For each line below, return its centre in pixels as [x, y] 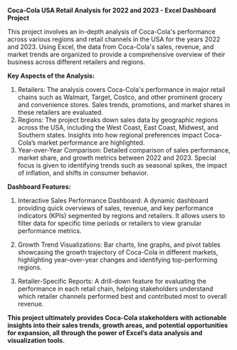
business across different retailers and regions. [77, 62]
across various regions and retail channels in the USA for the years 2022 [114, 39]
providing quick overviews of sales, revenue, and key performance [115, 208]
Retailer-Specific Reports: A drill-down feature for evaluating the [112, 281]
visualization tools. [36, 340]
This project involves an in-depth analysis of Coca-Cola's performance [111, 32]
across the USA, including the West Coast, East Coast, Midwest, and [118, 127]
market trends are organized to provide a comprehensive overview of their [116, 54]
